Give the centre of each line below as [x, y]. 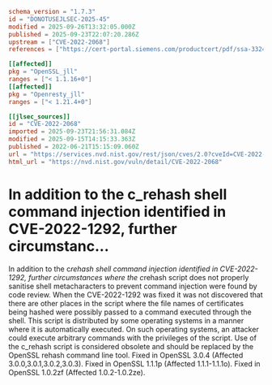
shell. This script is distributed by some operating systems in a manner [126, 320]
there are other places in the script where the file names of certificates [126, 303]
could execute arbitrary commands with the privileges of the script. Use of [133, 338]
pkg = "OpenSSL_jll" [43, 72]
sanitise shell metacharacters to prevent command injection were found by [133, 286]
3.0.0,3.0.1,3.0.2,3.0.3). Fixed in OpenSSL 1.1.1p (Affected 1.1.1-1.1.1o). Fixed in [134, 363]
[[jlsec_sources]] [39, 117]
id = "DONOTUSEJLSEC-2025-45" [59, 19]
